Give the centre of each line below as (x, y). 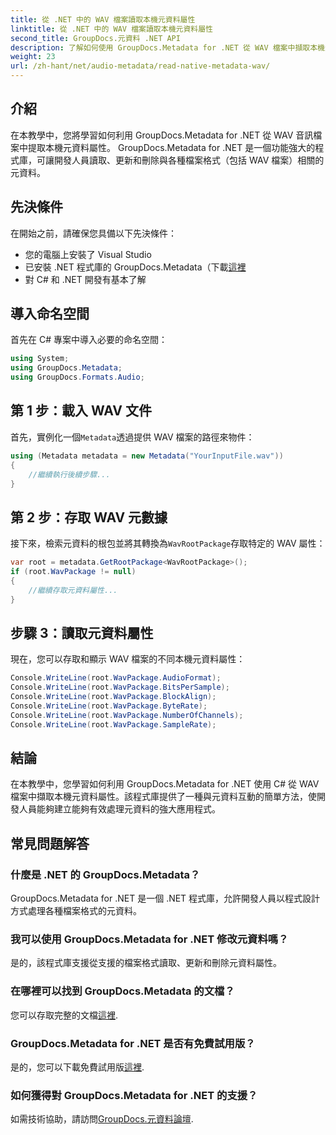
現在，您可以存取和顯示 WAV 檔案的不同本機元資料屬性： (128, 659)
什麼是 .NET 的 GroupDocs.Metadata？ (105, 874)
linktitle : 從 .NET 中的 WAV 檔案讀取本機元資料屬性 (111, 29)
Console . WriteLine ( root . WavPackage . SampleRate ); (113, 724)
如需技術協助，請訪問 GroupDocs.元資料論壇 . (102, 1119)
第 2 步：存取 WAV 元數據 (89, 517)
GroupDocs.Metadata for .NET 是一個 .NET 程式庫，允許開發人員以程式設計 (165, 898)
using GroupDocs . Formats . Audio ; (77, 377)
